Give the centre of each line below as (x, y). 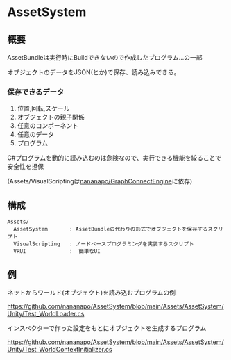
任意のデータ (35, 134)
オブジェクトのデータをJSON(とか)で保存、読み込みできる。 (94, 72)
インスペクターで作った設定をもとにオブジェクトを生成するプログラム (107, 328)
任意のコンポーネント (48, 126)
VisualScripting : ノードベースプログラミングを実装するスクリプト (104, 244)
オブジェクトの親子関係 (51, 117)
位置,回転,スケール (43, 108)
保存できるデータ (36, 92)
